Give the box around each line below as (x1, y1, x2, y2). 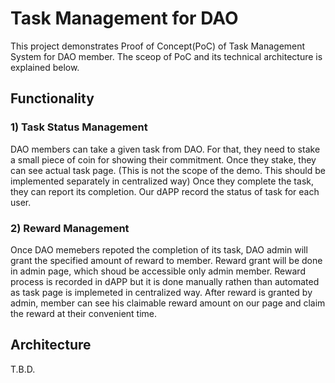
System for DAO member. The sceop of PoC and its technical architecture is (10, 50, 323, 62)
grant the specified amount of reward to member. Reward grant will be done (10, 254, 323, 266)
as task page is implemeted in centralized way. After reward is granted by (10, 286, 313, 298)
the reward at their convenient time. (10, 307, 158, 319)
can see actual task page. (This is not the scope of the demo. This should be (10, 164, 326, 176)
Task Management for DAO (10, 7, 239, 30)
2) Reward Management (10, 221, 130, 235)
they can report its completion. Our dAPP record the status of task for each (10, 185, 320, 197)
